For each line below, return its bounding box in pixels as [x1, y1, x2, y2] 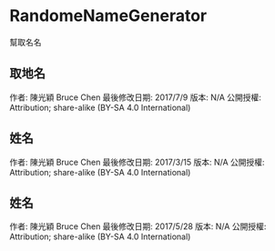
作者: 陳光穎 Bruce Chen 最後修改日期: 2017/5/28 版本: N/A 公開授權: [9, 221, 267, 232]
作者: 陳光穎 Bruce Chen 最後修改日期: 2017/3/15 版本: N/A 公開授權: [9, 156, 266, 167]
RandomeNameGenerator [9, 5, 208, 26]
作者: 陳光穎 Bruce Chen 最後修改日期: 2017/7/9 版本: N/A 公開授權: [9, 92, 262, 103]
